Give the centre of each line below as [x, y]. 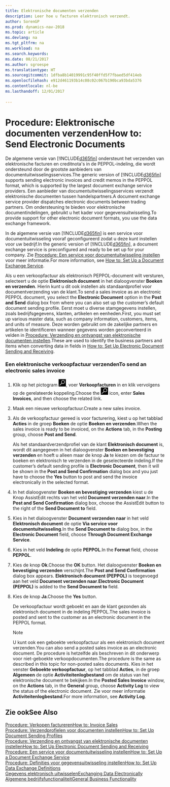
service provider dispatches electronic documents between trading [76, 202]
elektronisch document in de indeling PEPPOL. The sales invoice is [81, 612]
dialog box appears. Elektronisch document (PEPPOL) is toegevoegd [85, 576]
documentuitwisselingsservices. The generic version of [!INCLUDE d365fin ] [83, 174]
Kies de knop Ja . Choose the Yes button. [55, 596]
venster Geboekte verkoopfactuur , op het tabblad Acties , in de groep [86, 669]
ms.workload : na [22, 48]
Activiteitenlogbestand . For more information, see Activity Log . [79, 696]
